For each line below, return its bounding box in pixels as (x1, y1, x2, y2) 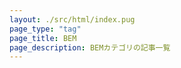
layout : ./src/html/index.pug (9, 14, 136, 25)
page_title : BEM (9, 33, 77, 43)
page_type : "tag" (9, 24, 82, 34)
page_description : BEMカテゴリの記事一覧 (9, 42, 171, 53)
